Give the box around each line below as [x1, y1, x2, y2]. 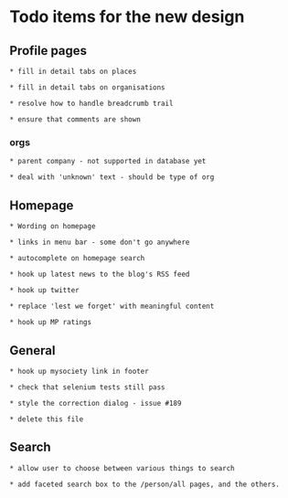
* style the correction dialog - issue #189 [9, 398, 182, 408]
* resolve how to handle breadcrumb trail [9, 99, 174, 108]
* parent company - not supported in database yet [9, 157, 207, 166]
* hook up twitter [9, 286, 80, 295]
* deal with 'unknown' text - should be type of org [9, 173, 215, 182]
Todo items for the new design [9, 6, 245, 27]
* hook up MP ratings [9, 318, 92, 327]
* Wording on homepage [9, 222, 96, 231]
